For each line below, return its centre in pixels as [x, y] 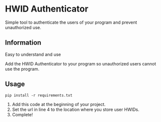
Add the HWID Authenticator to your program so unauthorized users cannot [80, 63]
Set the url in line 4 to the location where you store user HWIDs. [76, 109]
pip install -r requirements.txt [39, 95]
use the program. [22, 69]
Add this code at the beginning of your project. [59, 104]
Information [23, 43]
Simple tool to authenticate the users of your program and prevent [71, 22]
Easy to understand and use [33, 54]
